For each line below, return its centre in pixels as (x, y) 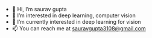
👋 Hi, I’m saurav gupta (40, 9)
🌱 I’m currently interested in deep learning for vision (76, 22)
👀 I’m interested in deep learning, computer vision (74, 15)
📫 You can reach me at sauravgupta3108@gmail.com (79, 28)
